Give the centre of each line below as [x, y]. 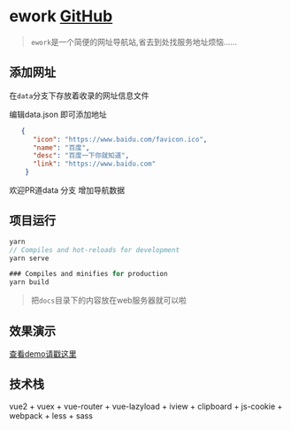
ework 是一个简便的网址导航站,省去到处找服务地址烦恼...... [134, 42]
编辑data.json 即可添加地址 [58, 114]
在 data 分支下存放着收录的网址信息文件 [79, 96]
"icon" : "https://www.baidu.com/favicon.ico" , [120, 139]
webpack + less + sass [51, 415]
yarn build [29, 282]
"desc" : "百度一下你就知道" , [81, 156]
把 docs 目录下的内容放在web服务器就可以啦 [109, 300]
